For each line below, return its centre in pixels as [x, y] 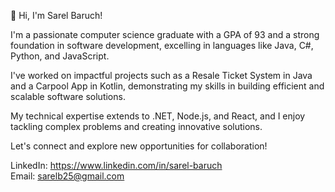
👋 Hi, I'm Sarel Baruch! [56, 15]
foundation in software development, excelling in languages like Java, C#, [162, 45]
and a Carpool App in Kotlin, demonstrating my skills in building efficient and [167, 86]
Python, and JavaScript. [60, 56]
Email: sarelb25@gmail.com [67, 176]
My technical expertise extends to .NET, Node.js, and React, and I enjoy [158, 116]
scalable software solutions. [68, 96]
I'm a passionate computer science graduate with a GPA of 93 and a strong [165, 34]
